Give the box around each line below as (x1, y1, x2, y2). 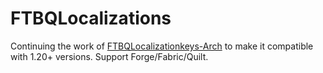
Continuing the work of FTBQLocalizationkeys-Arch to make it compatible (10, 40, 314, 52)
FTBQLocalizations (10, 7, 172, 30)
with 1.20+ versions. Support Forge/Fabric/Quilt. (10, 50, 209, 62)
